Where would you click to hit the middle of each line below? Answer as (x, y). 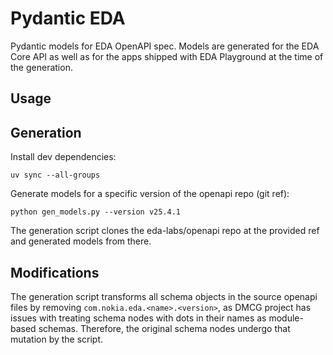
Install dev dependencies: (63, 157)
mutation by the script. (57, 339)
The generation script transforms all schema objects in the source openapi (164, 296)
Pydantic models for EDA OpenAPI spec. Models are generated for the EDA (165, 46)
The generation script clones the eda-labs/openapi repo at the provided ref (165, 231)
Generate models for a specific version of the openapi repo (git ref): (150, 194)
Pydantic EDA (68, 18)
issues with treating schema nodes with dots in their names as (138, 318)
